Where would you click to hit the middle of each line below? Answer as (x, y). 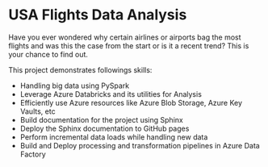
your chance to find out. (48, 54)
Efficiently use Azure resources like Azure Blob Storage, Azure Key (131, 102)
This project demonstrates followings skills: (80, 69)
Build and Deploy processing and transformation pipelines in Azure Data (140, 145)
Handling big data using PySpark (75, 86)
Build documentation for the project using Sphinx (101, 119)
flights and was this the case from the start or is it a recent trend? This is (129, 45)
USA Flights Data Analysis (98, 15)
